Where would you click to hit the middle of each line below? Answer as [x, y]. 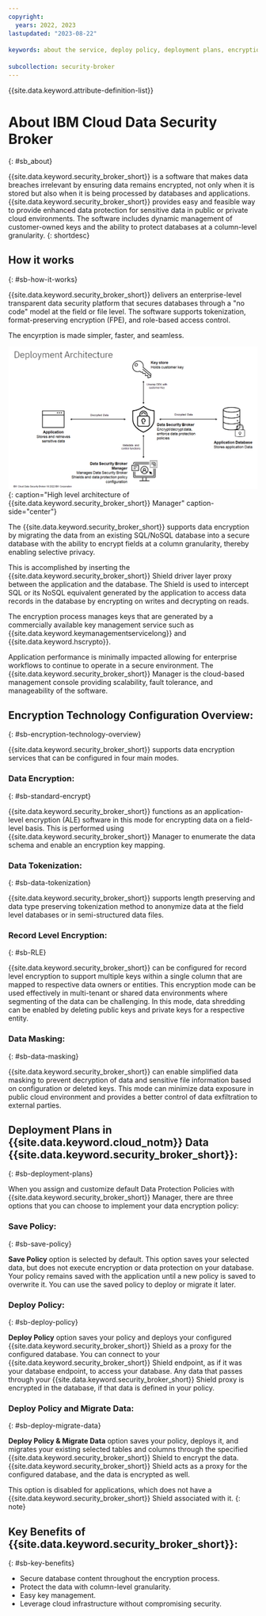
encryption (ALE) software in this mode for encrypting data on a [129, 819]
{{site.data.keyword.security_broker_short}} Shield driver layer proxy [120, 576]
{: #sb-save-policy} [40, 1244]
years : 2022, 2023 [46, 25]
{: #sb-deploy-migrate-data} [55, 1426]
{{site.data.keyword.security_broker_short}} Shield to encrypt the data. [123, 1458]
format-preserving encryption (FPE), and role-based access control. [120, 320]
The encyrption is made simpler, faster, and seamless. [96, 335]
